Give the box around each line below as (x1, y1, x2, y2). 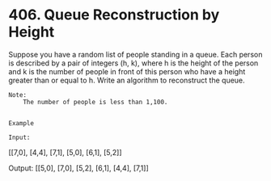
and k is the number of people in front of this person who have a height (8, 66, 246, 76)
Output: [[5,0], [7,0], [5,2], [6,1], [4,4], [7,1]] (8, 163, 149, 173)
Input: (8, 133, 31, 141)
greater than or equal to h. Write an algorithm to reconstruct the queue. (8, 75, 245, 85)
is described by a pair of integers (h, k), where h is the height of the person (8, 58, 259, 68)
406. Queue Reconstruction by (8, 6, 220, 24)
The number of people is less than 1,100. (23, 98, 168, 106)
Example (8, 119, 35, 127)
